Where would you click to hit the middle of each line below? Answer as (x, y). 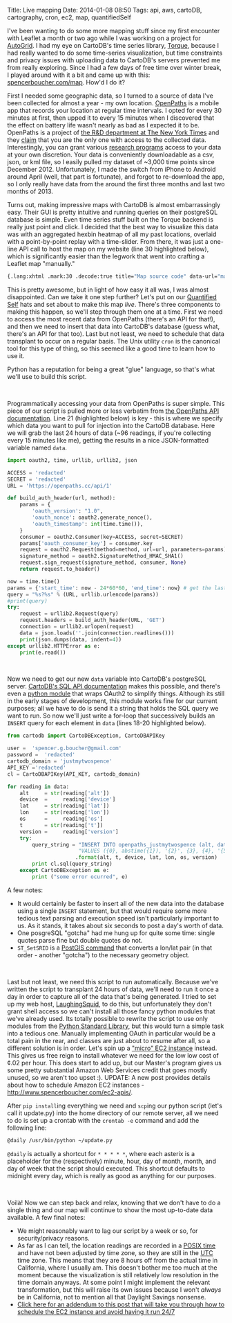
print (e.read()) (43, 652)
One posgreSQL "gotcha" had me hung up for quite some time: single (116, 933)
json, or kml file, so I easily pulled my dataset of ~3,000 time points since (111, 162)
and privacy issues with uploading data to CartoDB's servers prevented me (114, 60)
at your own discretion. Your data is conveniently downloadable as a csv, (111, 154)
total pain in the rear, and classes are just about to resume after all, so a (109, 1040)
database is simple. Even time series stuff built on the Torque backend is (110, 220)
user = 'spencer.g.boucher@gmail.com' (65, 748)
